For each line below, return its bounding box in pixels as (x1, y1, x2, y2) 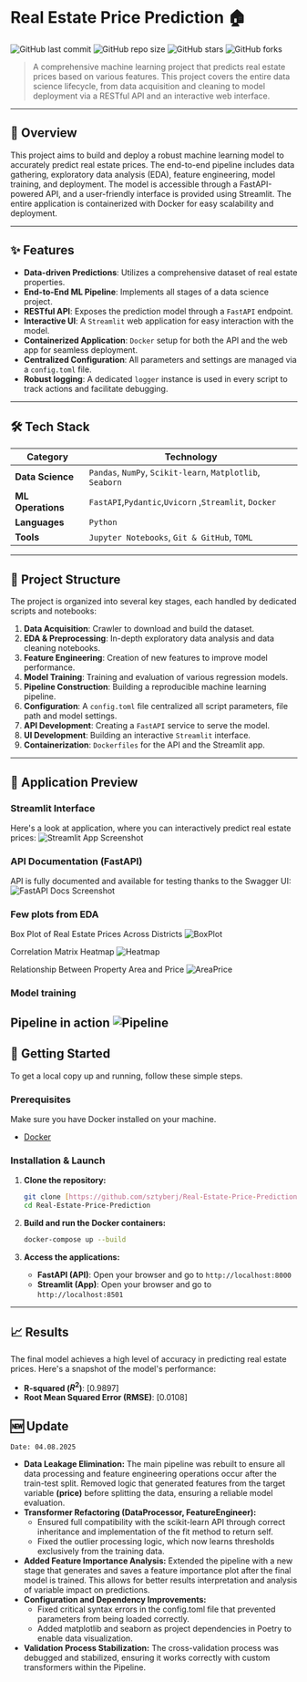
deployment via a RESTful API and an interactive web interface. (32, 90, 271, 101)
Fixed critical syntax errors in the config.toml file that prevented (36, 1604, 276, 1615)
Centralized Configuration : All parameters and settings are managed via (23, 354, 297, 365)
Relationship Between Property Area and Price (10, 964, 185, 975)
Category (26, 450, 69, 463)
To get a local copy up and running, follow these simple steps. (10, 1070, 243, 1081)
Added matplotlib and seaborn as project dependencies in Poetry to (36, 1624, 292, 1635)
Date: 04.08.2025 (10, 1442, 77, 1452)
